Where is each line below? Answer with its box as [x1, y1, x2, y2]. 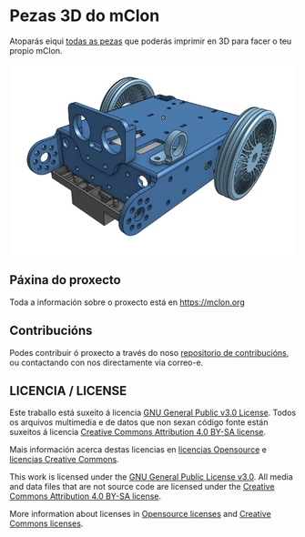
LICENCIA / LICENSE [9, 383, 127, 399]
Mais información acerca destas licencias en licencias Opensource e [9, 444, 267, 455]
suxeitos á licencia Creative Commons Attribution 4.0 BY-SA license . [9, 427, 267, 438]
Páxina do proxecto [9, 272, 121, 288]
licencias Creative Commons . [9, 454, 120, 465]
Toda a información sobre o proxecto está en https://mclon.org [9, 297, 245, 308]
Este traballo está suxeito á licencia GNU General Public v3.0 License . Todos [9, 407, 297, 419]
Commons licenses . [9, 518, 84, 529]
